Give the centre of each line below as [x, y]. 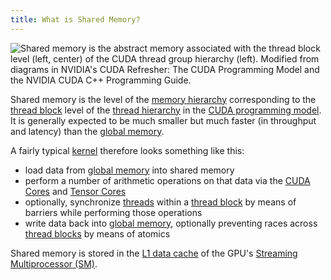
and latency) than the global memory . [87, 131]
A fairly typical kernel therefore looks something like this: [127, 150]
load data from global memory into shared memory [129, 170]
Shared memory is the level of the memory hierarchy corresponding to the [163, 99]
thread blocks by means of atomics [97, 233]
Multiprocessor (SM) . [54, 263]
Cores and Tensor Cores [75, 191]
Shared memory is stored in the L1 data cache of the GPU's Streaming [154, 253]
